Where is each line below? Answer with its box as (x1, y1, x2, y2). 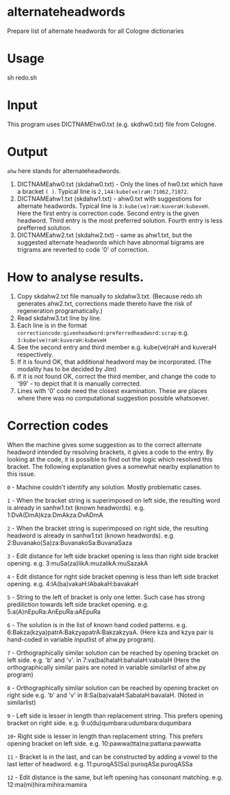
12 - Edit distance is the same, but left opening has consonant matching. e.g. (7, 773, 223, 781)
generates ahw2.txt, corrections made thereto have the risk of (16, 299, 193, 307)
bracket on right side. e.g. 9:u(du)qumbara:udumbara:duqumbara (7, 718, 192, 727)
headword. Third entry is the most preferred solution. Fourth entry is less (16, 216, 222, 225)
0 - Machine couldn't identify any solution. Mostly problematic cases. (7, 483, 202, 491)
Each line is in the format (16, 321, 88, 329)
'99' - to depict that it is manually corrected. (16, 379, 142, 388)
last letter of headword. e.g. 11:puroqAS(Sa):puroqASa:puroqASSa (7, 759, 193, 768)
